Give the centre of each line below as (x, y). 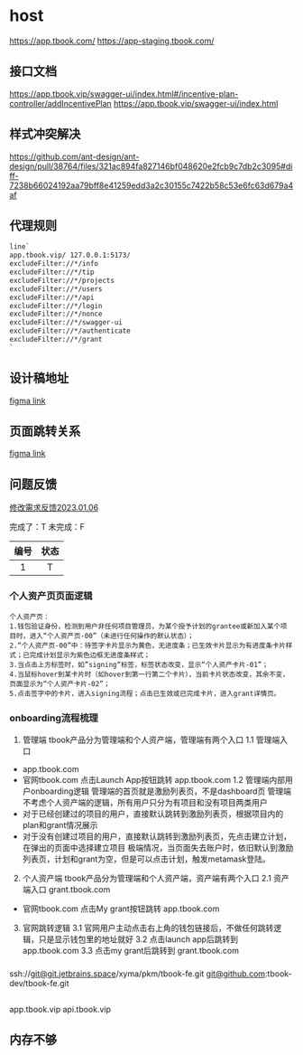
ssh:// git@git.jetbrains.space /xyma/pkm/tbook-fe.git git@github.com (138, 974)
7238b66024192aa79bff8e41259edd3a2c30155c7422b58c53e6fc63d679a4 (151, 185)
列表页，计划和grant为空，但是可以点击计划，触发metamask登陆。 (146, 859)
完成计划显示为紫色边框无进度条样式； (90, 655)
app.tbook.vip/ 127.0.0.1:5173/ (70, 255)
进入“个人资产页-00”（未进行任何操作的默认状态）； (112, 636)
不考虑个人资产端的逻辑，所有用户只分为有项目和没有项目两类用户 (145, 802)
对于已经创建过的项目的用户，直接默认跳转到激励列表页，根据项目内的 (153, 814)
